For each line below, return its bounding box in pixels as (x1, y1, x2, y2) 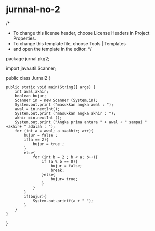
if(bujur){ (24, 194, 47, 199)
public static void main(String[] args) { (6, 84, 96, 90)
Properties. (13, 35, 36, 41)
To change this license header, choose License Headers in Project (13, 30, 150, 36)
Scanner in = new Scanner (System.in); (15, 98, 98, 103)
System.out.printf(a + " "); (32, 198, 94, 203)
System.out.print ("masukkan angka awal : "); (15, 102, 114, 107)
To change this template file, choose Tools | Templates (13, 40, 126, 46)
